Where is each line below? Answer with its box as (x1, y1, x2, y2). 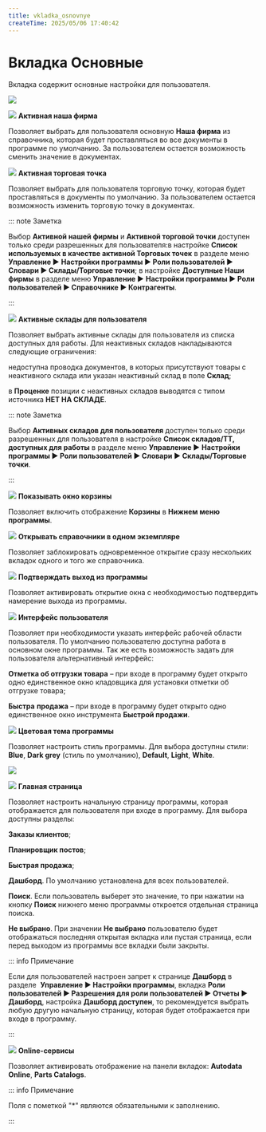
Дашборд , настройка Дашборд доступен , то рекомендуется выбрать (8, 997, 249, 1007)
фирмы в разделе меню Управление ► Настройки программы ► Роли (8, 274, 255, 284)
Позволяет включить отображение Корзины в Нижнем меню (8, 507, 221, 517)
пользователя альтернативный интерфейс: (8, 653, 154, 663)
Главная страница (18, 782, 83, 791)
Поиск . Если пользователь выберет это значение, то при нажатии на (8, 891, 244, 901)
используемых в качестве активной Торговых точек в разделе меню (8, 249, 249, 258)
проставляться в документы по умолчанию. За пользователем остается (8, 192, 256, 202)
